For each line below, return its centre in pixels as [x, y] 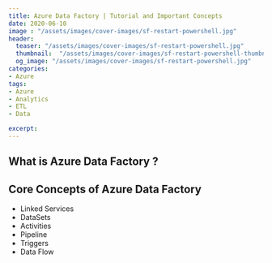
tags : [17, 84]
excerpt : [23, 129]
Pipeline [34, 235]
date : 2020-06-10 [38, 24]
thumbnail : [34, 54]
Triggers [34, 244]
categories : [28, 69]
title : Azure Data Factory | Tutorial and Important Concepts [115, 16]
